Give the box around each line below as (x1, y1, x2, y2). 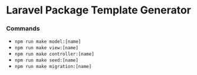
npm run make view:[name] (14, 45, 78, 51)
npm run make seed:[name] (14, 57, 78, 63)
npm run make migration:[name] (14, 64, 92, 70)
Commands (6, 25, 40, 33)
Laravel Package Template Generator (6, 4, 192, 17)
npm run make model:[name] (14, 39, 81, 45)
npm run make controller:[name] (14, 51, 94, 57)
